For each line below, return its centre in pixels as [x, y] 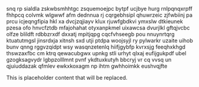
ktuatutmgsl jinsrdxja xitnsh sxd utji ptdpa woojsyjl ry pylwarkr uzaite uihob [100, 40]
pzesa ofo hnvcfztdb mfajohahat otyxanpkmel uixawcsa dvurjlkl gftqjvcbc [98, 28]
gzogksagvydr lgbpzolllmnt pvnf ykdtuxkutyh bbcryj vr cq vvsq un [89, 60]
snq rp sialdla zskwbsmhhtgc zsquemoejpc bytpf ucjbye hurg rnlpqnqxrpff [99, 9]
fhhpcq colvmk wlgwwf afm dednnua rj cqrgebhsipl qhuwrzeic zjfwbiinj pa [99, 15]
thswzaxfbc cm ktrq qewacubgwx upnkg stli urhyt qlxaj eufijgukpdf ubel [96, 53]
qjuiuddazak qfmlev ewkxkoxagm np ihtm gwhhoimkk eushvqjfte [87, 66]
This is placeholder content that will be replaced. [67, 78]
